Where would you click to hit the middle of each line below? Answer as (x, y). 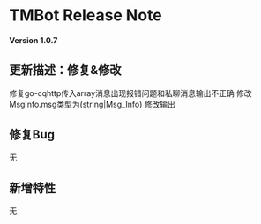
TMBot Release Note (86, 15)
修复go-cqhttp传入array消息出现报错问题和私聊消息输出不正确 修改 (131, 93)
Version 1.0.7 (34, 40)
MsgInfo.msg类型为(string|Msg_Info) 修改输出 (93, 104)
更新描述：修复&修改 (65, 70)
